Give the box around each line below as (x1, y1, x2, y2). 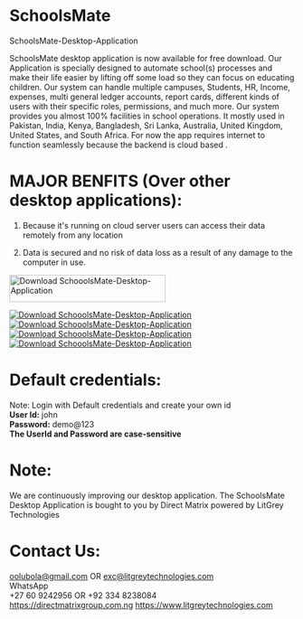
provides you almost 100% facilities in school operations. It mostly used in (9, 110, 285, 121)
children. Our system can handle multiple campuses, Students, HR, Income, (9, 81, 291, 92)
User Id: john (9, 408, 59, 420)
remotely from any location (22, 230, 124, 240)
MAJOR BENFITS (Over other (9, 171, 231, 192)
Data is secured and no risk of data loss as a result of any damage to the (22, 247, 293, 258)
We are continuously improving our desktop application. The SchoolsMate (9, 490, 285, 501)
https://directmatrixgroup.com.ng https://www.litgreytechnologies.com (9, 599, 273, 610)
